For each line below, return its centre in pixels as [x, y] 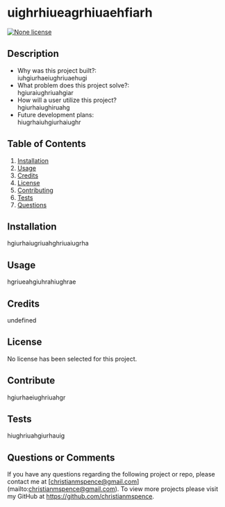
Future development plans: [56, 114]
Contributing [35, 190]
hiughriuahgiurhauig [36, 436]
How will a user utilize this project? [67, 100]
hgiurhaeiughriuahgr [36, 397]
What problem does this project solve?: [73, 85]
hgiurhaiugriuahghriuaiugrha [48, 243]
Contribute [31, 380]
